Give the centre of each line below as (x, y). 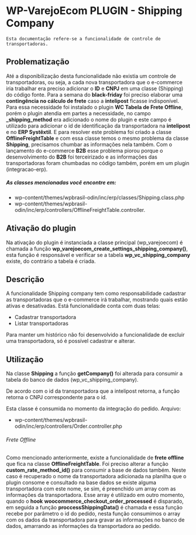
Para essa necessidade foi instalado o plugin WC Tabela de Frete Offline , (94, 107)
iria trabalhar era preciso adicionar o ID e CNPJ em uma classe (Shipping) (95, 88)
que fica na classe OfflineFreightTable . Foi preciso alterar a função (87, 464)
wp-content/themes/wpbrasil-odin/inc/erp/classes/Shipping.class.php (99, 197)
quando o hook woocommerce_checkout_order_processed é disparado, (95, 501)
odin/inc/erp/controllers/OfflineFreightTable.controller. (80, 210)
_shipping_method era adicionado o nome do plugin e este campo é (89, 119)
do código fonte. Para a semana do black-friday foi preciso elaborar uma (94, 94)
